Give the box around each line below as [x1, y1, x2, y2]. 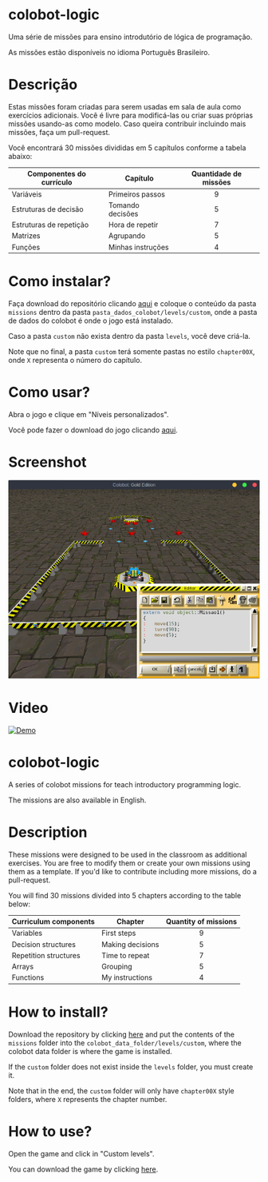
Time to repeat [101, 950, 150, 960]
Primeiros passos [108, 189, 166, 199]
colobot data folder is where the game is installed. [8, 1046, 173, 1056]
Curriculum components [11, 917, 96, 926]
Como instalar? [8, 273, 112, 291]
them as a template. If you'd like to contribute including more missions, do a [8, 866, 258, 876]
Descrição [8, 76, 78, 94]
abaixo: [8, 151, 33, 161]
